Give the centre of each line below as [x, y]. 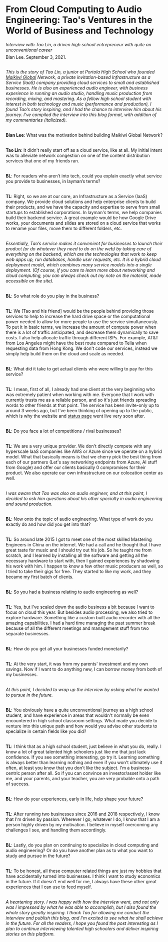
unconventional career [29, 50]
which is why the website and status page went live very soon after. [75, 416]
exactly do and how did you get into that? [48, 524]
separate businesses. [28, 633]
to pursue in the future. [29, 695]
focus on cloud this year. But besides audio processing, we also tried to [79, 612]
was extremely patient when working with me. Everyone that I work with [80, 394]
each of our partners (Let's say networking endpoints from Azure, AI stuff [81, 462]
